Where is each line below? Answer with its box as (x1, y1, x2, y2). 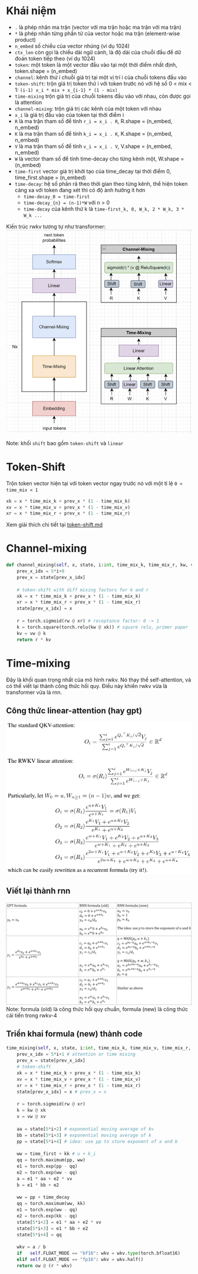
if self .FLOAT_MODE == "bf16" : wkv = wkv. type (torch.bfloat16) (16, 1250, 181, 1256)
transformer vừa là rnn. (6, 689, 62, 696)
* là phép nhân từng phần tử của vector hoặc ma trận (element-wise (14, 29, 180, 37)
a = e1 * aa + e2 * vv (16, 1176, 72, 1181)
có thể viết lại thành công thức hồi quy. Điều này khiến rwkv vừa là (6, 682, 168, 689)
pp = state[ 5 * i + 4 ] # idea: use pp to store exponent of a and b (16, 1138, 178, 1144)
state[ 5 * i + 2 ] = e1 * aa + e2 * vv (16, 1219, 101, 1225)
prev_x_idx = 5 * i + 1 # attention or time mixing (16, 1051, 136, 1058)
